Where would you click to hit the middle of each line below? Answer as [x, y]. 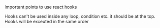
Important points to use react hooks [41, 7]
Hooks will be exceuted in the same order [47, 21]
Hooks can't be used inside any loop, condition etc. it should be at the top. [80, 16]
